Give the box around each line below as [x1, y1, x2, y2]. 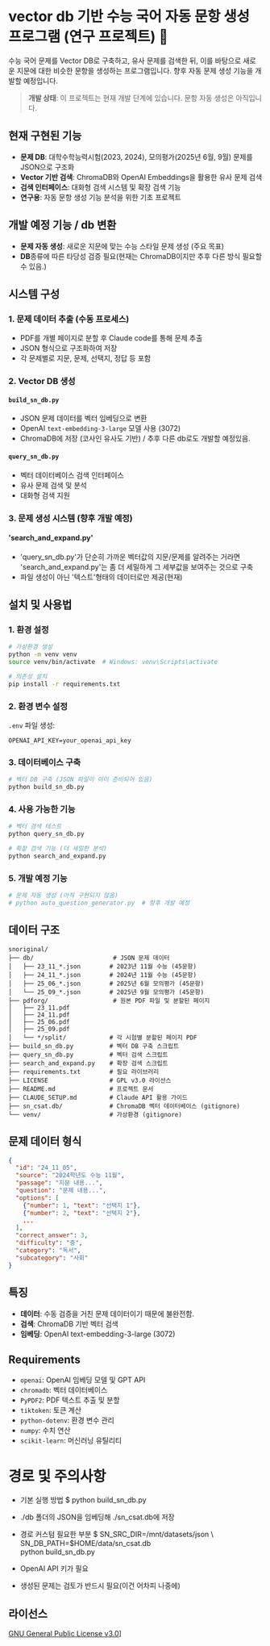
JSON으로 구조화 [19, 162, 75, 172]
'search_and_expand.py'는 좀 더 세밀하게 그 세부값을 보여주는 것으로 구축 [19, 562, 254, 571]
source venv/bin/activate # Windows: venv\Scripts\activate [8, 658, 218, 666]
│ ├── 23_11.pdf [8, 1004, 70, 1012]
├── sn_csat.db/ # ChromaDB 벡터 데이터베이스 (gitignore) [8, 1102, 240, 1110]
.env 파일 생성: [8, 721, 56, 730]
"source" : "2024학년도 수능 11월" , [15, 1172, 125, 1180]
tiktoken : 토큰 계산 [19, 1406, 82, 1415]
